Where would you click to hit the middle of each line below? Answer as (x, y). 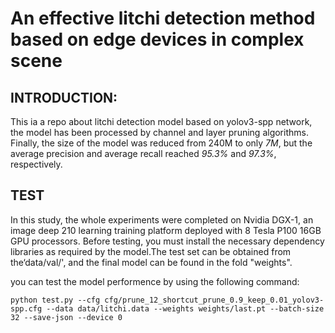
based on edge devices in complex (157, 39)
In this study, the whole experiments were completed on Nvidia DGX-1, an (162, 219)
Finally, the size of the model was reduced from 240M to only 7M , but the (161, 143)
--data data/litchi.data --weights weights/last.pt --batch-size (185, 308)
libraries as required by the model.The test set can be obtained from (151, 251)
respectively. (36, 164)
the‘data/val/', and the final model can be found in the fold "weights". (151, 262)
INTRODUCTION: (64, 97)
